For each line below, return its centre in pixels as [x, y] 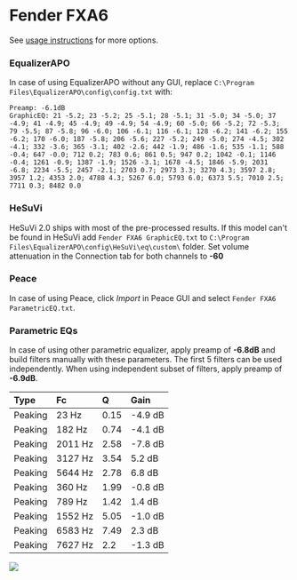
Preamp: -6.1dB [37, 108]
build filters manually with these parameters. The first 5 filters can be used [146, 360]
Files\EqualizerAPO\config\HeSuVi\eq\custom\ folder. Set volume [129, 246]
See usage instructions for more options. [84, 40]
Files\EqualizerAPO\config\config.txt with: [91, 92]
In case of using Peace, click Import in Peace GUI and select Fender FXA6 [143, 298]
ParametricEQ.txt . [42, 307]
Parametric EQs [44, 330]
